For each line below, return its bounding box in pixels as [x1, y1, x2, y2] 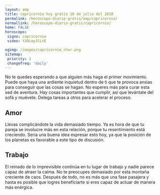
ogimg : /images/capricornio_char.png [5, 47, 81, 52]
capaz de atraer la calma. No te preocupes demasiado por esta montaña [5, 169, 149, 175]
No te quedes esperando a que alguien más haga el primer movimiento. [5, 74, 147, 80]
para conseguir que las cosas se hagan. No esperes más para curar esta [5, 84, 150, 90]
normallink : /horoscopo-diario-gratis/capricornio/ [5, 20, 111, 26]
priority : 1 [7, 56, 31, 61]
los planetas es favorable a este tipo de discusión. [5, 137, 105, 143]
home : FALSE [5, 25, 29, 30]
